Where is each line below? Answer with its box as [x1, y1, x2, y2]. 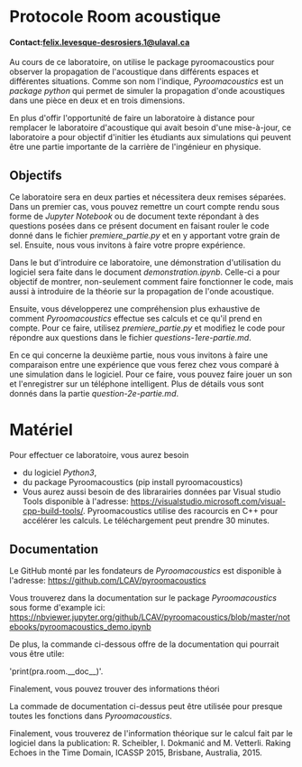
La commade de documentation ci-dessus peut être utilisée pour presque [9, 700, 283, 711]
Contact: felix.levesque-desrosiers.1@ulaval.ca [9, 36, 190, 47]
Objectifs [9, 167, 63, 182]
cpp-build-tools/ [22, 506, 84, 517]
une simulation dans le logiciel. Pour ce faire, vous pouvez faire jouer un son [9, 369, 293, 380]
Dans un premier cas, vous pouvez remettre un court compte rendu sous [9, 201, 279, 212]
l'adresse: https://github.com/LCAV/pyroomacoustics [9, 575, 206, 585]
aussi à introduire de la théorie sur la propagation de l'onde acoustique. [9, 286, 275, 297]
